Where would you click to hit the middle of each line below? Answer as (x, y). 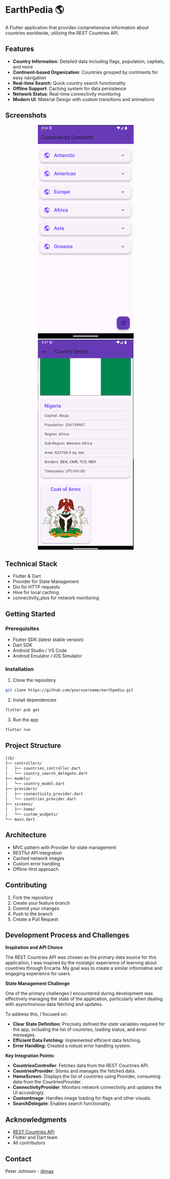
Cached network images (39, 858)
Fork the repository (33, 898)
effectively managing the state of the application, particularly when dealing (84, 999)
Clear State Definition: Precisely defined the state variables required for (89, 1024)
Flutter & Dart (27, 576)
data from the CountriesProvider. (47, 1082)
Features (20, 49)
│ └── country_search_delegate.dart (46, 773)
